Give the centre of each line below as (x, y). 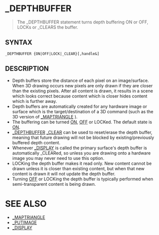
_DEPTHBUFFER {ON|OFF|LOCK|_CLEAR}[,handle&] (52, 54)
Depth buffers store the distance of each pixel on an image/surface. (80, 80)
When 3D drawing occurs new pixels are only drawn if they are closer (82, 85)
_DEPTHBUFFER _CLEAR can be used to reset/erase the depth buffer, (82, 132)
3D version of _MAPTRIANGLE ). (45, 117)
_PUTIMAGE (24, 222)
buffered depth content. (36, 142)
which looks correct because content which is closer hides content (80, 96)
